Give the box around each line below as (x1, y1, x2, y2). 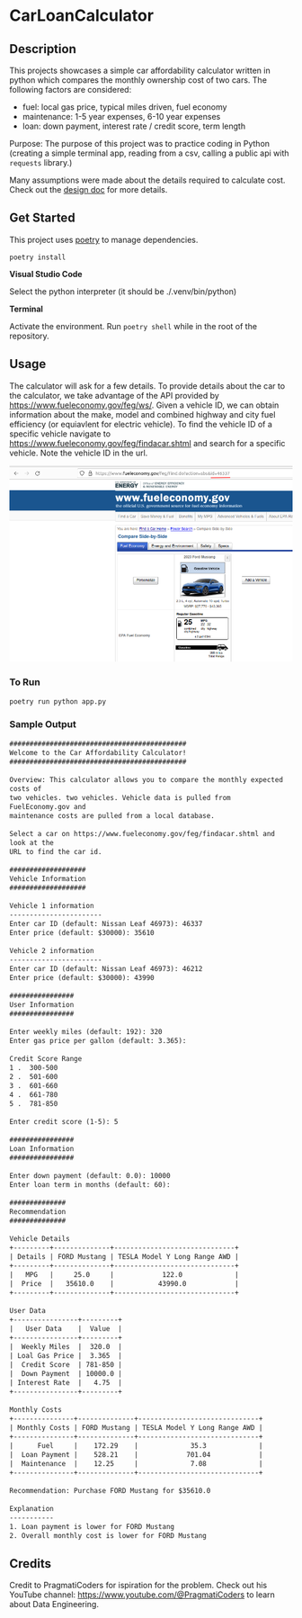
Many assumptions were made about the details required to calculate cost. (9, 175, 286, 185)
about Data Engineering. (9, 1599, 99, 1610)
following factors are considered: (9, 85, 132, 94)
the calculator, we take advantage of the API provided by (9, 390, 220, 400)
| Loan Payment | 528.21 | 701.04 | (9, 1451, 263, 1460)
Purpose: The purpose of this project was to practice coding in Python (9, 139, 271, 148)
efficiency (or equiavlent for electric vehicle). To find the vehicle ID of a (9, 418, 272, 429)
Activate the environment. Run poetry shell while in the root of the (9, 320, 258, 331)
